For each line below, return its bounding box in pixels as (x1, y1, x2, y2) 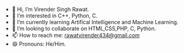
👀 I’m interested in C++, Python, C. (11, 12, 98, 19)
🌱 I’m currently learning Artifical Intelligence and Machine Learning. (11, 19, 179, 25)
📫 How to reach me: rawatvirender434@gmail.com (11, 32, 140, 39)
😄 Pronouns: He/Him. (11, 40, 66, 48)
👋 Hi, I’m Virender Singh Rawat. (11, 6, 89, 13)
